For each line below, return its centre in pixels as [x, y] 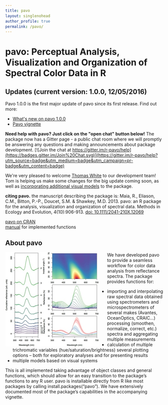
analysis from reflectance [133, 271]
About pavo [24, 243]
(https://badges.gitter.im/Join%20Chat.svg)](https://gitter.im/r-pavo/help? [81, 155]
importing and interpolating [135, 292]
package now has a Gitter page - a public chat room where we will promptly [83, 139]
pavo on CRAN [21, 222]
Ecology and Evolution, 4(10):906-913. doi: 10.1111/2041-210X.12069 [74, 212]
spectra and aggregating [132, 334]
